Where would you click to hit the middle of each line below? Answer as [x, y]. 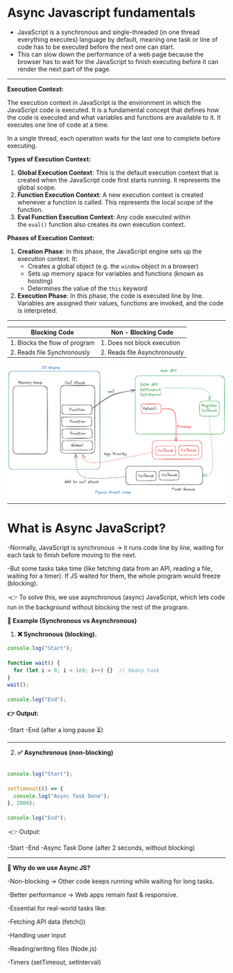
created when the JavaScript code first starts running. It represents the [119, 180]
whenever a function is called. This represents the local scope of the [115, 202]
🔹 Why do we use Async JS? [49, 868]
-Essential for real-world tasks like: [57, 908]
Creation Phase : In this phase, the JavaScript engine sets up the [110, 251]
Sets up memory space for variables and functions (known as [115, 274]
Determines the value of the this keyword [87, 288]
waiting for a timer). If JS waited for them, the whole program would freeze [114, 576]
